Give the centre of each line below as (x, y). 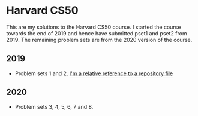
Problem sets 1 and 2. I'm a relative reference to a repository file (94, 73)
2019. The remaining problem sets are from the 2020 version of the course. (99, 40)
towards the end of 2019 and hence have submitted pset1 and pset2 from (97, 33)
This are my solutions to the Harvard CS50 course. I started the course (94, 27)
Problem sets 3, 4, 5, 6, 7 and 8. (54, 106)
